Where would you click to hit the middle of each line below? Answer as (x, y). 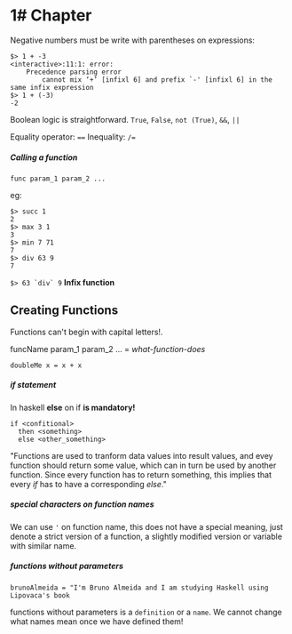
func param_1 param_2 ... (58, 179)
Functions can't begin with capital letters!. (87, 332)
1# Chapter (51, 16)
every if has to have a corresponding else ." (88, 484)
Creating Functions (64, 311)
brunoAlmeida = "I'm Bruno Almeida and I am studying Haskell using (139, 588)
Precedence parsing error (74, 72)
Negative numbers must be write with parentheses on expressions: (133, 40)
